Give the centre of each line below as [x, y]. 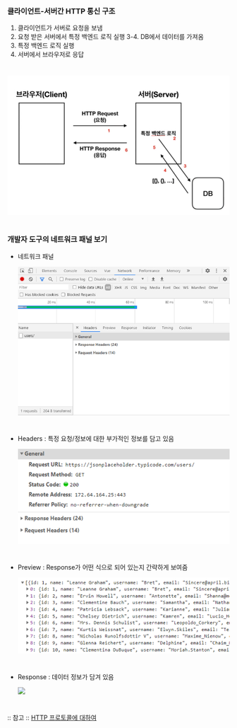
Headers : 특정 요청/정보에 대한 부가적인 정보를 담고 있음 [96, 439]
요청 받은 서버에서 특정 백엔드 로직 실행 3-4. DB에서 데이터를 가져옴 [111, 37]
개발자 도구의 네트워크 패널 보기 [57, 240]
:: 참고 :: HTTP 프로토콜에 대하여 [52, 717]
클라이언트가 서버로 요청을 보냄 [60, 28]
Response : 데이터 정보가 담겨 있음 [66, 676]
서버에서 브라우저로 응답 [51, 54]
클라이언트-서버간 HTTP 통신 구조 [61, 11]
